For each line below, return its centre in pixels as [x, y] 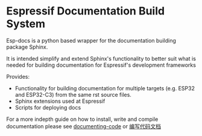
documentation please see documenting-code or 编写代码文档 [84, 126]
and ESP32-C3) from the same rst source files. [73, 94]
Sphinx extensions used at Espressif [60, 101]
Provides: [18, 76]
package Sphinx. [27, 47]
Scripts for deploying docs [48, 107]
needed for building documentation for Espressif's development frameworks [101, 65]
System [26, 24]
